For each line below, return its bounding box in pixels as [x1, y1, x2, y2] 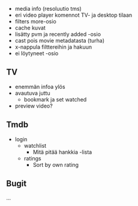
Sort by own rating [32, 161, 79, 168]
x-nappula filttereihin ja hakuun [14, 43, 92, 50]
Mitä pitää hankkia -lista [32, 148, 92, 156]
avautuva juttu [14, 89, 50, 97]
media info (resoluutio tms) [14, 5, 82, 12]
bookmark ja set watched [23, 95, 87, 103]
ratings [23, 154, 41, 162]
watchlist [23, 142, 47, 149]
